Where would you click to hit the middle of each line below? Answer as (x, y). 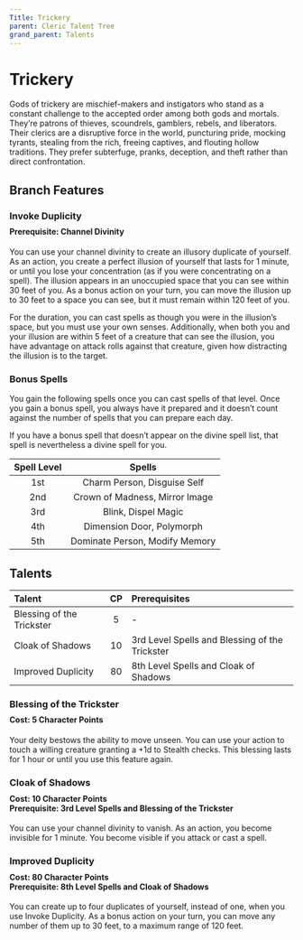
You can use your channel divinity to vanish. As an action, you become (141, 828)
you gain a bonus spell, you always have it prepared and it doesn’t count (144, 408)
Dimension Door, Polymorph (143, 526)
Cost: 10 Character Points (59, 798)
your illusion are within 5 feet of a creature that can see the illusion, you (142, 336)
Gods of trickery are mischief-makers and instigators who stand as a (137, 104)
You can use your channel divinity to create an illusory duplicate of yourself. (150, 251)
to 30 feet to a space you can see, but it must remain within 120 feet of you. (150, 300)
